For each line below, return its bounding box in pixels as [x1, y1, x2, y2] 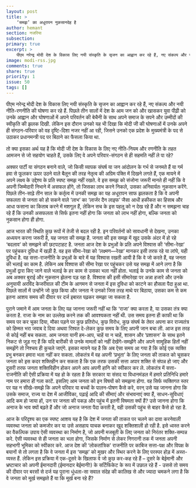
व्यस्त [6, 455, 16, 462]
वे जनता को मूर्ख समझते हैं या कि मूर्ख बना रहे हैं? [6, 475, 94, 482]
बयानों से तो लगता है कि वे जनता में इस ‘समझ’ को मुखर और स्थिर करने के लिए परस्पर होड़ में [6, 448, 175, 455]
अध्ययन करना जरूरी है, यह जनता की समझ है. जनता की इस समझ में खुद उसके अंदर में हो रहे [6, 234, 177, 241]
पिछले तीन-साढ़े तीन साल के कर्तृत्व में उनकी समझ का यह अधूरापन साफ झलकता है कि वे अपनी [6, 189, 179, 196]
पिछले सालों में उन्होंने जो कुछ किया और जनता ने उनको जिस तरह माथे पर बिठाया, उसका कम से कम [6, 287, 187, 294]
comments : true [6, 63, 43, 69]
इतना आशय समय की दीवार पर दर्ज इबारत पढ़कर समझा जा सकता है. [6, 293, 131, 300]
